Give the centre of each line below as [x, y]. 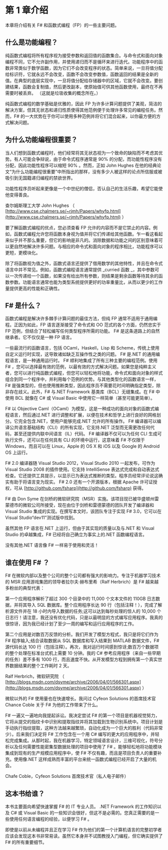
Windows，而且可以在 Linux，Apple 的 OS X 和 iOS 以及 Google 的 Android [82, 446]
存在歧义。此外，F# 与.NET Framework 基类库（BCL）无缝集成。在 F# [82, 392]
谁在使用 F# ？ [27, 562]
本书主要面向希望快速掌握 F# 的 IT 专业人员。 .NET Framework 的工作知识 [81, 806]
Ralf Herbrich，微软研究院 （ [35, 676]
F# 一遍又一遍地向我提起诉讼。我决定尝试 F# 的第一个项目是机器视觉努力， [82, 716]
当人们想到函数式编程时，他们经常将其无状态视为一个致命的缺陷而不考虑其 [82, 153]
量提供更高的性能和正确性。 [34, 288]
